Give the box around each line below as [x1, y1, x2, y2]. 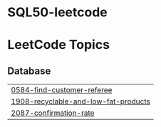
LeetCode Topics [7, 37, 110, 53]
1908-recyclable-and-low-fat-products [11, 96, 151, 106]
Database [7, 65, 51, 77]
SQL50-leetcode [7, 4, 108, 21]
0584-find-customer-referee [11, 85, 113, 95]
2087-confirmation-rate [11, 108, 95, 118]
